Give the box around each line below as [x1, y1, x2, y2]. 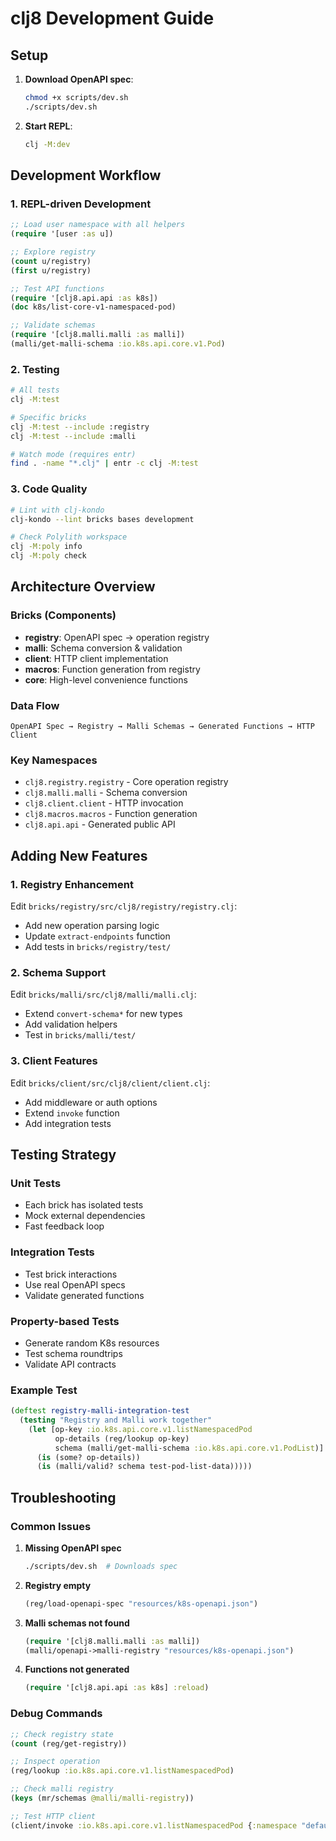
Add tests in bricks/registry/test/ [24, 941, 172, 952]
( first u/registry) [10, 265, 92, 276]
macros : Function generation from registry [24, 663, 201, 675]
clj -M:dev [24, 139, 71, 149]
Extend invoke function [24, 1107, 120, 1119]
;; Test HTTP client [10, 1811, 97, 1821]
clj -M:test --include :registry [10, 422, 150, 432]
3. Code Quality [10, 482, 88, 496]
